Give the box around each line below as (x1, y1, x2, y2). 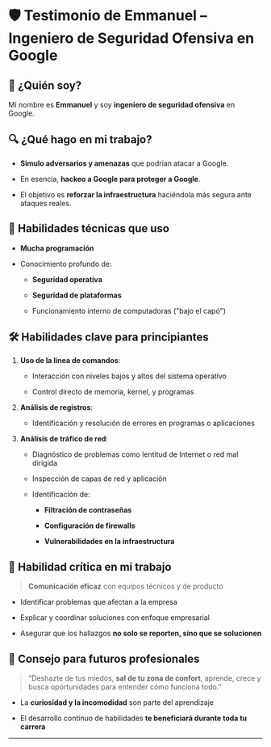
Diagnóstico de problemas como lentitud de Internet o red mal (31, 449, 239, 459)
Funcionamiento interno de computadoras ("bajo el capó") (31, 306, 226, 315)
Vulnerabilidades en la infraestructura (44, 537, 175, 547)
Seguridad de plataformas (31, 290, 123, 300)
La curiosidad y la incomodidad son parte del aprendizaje (19, 698, 215, 707)
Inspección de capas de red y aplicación (31, 474, 167, 483)
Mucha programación (19, 243, 94, 253)
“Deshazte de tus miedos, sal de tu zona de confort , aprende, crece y (27, 673, 261, 683)
